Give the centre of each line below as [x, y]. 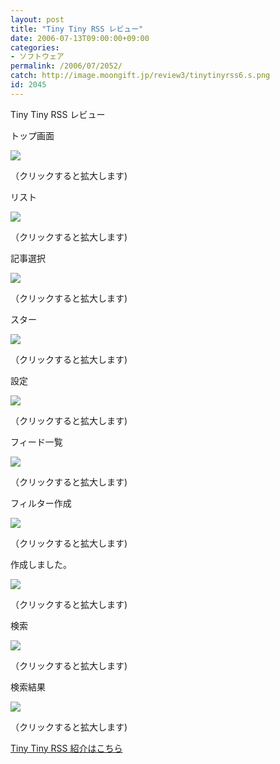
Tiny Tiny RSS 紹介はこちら [66, 748]
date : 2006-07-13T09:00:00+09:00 [80, 38]
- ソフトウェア [37, 57]
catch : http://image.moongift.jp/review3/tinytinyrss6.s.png [140, 76]
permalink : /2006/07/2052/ [66, 66]
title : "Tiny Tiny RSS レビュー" [77, 29]
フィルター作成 [41, 503]
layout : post [37, 19]
